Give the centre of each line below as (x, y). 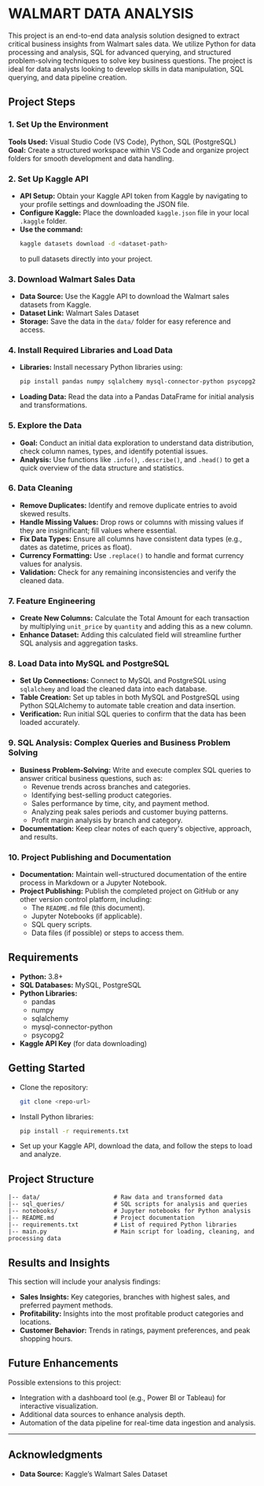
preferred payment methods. (66, 1305)
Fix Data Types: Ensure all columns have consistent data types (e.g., (130, 538)
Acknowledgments (56, 1455)
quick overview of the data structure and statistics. (102, 468)
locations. (35, 1322)
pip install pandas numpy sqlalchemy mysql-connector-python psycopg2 (137, 382)
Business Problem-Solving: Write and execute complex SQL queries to (135, 770)
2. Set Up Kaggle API (48, 179)
